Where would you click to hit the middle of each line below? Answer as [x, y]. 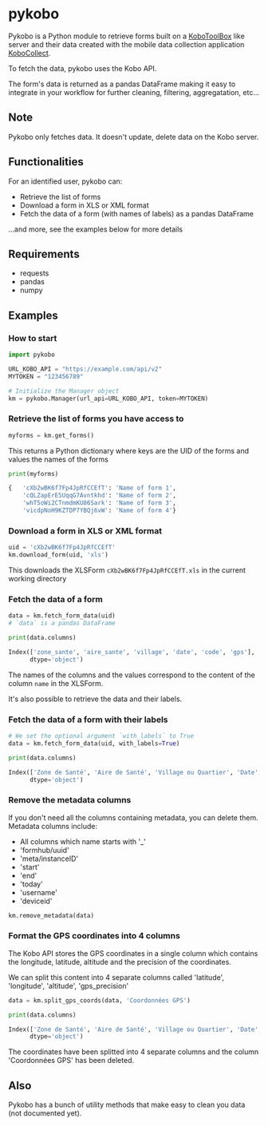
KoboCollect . [30, 53]
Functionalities [46, 162]
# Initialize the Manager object [64, 391]
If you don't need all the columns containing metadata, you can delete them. [134, 817]
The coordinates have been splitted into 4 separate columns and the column [134, 1052]
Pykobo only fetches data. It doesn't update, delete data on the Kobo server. [134, 137]
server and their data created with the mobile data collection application [126, 44]
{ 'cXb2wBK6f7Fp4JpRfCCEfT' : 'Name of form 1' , [93, 488]
